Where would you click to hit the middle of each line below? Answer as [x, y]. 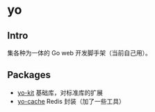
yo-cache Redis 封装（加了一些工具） [71, 101]
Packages [29, 75]
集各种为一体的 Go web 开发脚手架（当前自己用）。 [79, 53]
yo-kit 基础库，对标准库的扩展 [60, 93]
